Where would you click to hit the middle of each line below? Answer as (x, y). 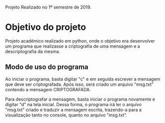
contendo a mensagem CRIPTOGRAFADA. (48, 89)
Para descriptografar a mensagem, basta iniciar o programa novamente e (80, 99)
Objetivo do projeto (45, 27)
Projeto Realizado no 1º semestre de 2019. (48, 7)
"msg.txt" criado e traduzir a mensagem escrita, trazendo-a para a (73, 110)
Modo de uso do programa (47, 67)
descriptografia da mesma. (33, 51)
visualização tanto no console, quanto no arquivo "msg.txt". (66, 115)
